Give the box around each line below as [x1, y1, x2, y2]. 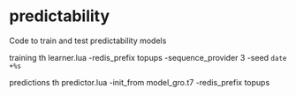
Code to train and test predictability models [9, 35, 167, 46]
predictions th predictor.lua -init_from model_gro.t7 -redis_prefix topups [9, 77, 270, 87]
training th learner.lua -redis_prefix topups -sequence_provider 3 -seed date [9, 52, 287, 63]
